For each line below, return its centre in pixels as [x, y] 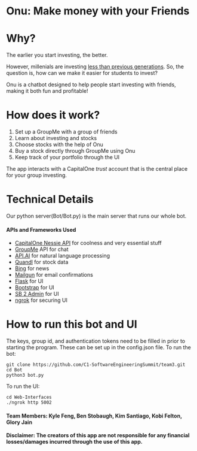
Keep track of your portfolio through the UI [67, 158]
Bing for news [32, 268]
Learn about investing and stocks [56, 138]
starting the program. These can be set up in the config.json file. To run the [98, 347]
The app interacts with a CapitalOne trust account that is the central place [97, 169]
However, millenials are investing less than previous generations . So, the [95, 66]
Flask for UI [29, 281]
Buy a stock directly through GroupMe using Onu [75, 151]
